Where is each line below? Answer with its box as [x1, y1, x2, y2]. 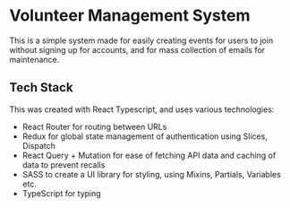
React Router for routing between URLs [21, 121, 167, 132]
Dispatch [21, 140, 55, 151]
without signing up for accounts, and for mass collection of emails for [9, 44, 266, 55]
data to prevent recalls [21, 159, 106, 170]
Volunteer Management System [9, 5, 251, 26]
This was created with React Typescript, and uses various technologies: [9, 104, 275, 115]
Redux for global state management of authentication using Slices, [21, 131, 269, 142]
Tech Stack [9, 80, 73, 95]
